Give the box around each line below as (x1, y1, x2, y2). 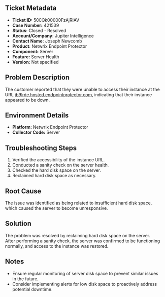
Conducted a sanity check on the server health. (12, 162, 109, 168)
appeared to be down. (5, 97, 50, 103)
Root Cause (5, 187, 42, 195)
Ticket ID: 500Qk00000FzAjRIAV (12, 17, 80, 23)
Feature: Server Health (12, 54, 59, 60)
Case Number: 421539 (12, 22, 59, 28)
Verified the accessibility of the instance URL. (12, 157, 105, 163)
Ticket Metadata (5, 4, 57, 12)
